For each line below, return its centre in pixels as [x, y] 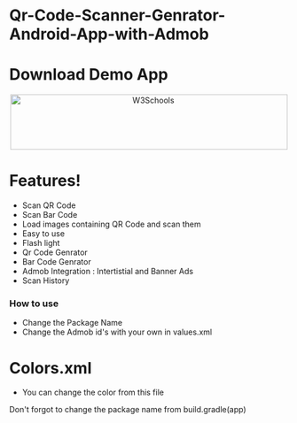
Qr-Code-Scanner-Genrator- [117, 15]
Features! [45, 181]
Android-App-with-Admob [109, 34]
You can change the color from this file [93, 392]
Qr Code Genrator [55, 252]
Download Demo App [89, 75]
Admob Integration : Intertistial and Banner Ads [107, 272]
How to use [34, 304]
